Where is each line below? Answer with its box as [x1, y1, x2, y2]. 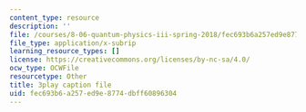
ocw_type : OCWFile [9, 64, 79, 73]
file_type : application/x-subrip [9, 38, 137, 48]
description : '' [9, 22, 71, 31]
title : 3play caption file [9, 80, 112, 89]
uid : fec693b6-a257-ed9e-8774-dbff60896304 [9, 89, 178, 98]
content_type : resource [9, 13, 100, 23]
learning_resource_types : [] [9, 47, 120, 56]
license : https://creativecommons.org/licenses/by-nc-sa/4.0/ [9, 55, 250, 64]
